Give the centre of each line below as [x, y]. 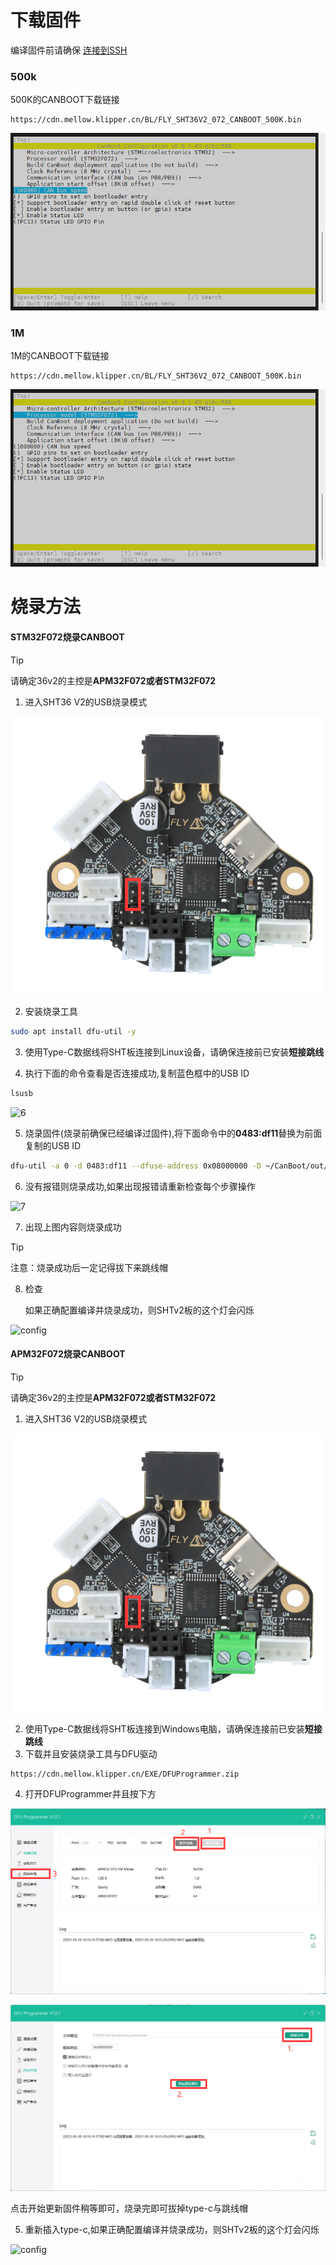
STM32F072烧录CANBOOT [67, 637]
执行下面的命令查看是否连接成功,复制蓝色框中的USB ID [137, 1073]
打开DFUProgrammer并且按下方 [90, 1793]
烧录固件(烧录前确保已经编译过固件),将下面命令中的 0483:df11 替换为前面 [173, 1133]
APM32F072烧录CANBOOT [68, 1354]
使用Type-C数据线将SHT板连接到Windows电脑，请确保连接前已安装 [164, 1728]
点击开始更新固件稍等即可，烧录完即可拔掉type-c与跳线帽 [129, 2208]
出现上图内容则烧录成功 [73, 1227]
